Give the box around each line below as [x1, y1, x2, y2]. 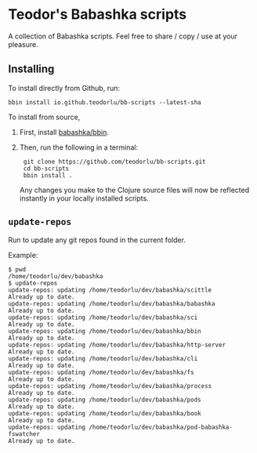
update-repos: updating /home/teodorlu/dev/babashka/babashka [8, 299, 215, 307]
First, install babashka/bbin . [19, 127, 110, 136]
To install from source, [8, 112, 81, 121]
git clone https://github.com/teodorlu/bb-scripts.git [23, 158, 206, 165]
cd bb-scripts [23, 165, 70, 172]
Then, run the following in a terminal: [19, 143, 139, 152]
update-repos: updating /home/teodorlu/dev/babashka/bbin [8, 327, 201, 335]
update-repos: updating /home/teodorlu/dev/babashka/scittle [8, 286, 212, 294]
